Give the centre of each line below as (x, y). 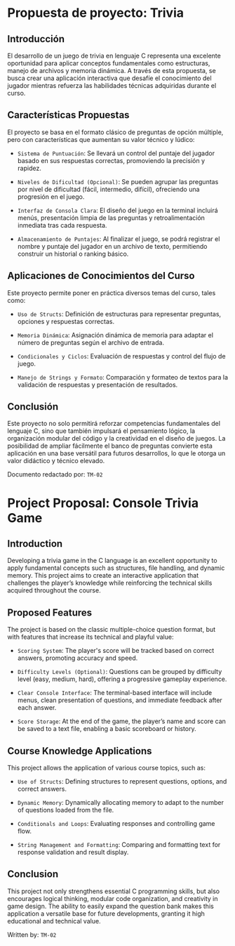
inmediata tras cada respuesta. (62, 225)
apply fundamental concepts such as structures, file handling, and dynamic (116, 568)
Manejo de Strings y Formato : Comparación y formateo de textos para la (123, 377)
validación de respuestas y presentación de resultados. (98, 384)
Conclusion (33, 874)
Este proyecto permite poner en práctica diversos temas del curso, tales (112, 292)
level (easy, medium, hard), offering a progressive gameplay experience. (122, 679)
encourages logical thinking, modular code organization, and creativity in (113, 898)
